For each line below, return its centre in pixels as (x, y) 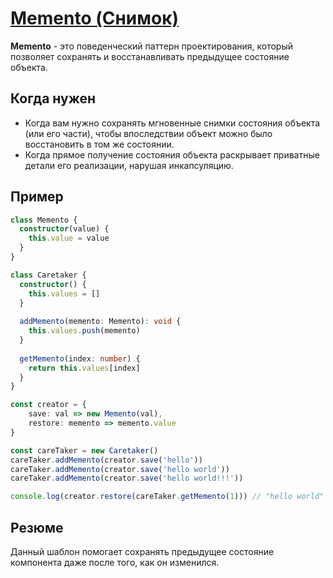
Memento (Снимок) (95, 18)
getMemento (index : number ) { (80, 358)
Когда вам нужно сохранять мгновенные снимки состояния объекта (172, 123)
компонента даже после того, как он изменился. (115, 562)
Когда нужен (53, 98)
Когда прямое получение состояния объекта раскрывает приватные (172, 154)
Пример (37, 197)
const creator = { (48, 405)
